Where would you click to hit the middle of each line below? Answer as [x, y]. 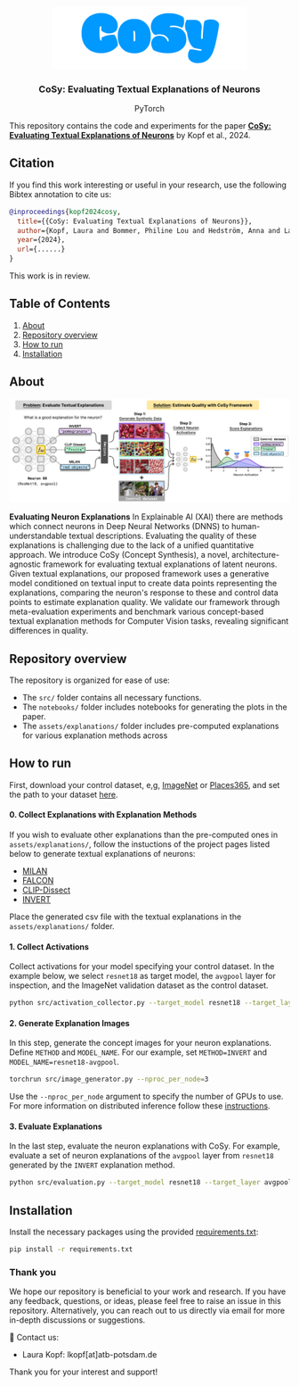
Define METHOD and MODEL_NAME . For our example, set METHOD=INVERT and [138, 1052]
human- [246, 527]
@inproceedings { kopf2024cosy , [65, 212]
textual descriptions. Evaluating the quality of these [163, 536]
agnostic [25, 564]
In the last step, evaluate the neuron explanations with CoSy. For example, [145, 1146]
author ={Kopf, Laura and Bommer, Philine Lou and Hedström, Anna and [149, 230]
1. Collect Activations [49, 946]
